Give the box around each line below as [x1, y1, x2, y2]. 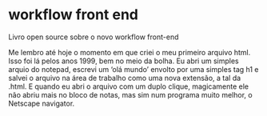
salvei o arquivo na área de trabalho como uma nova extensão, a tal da [8, 73, 241, 82]
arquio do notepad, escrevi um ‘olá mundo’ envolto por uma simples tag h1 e [8, 64, 259, 74]
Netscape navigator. [8, 98, 75, 108]
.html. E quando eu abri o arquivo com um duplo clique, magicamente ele [8, 82, 249, 91]
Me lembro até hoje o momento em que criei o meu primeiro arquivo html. [8, 47, 251, 57]
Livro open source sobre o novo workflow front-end [8, 32, 179, 42]
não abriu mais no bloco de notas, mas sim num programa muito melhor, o [8, 90, 253, 99]
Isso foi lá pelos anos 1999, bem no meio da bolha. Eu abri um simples [8, 56, 239, 66]
